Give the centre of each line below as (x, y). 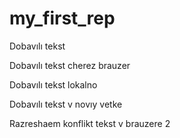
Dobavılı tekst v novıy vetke (66, 104)
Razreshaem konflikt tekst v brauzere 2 (90, 123)
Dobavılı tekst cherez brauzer (70, 65)
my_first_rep (62, 18)
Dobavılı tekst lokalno (53, 84)
